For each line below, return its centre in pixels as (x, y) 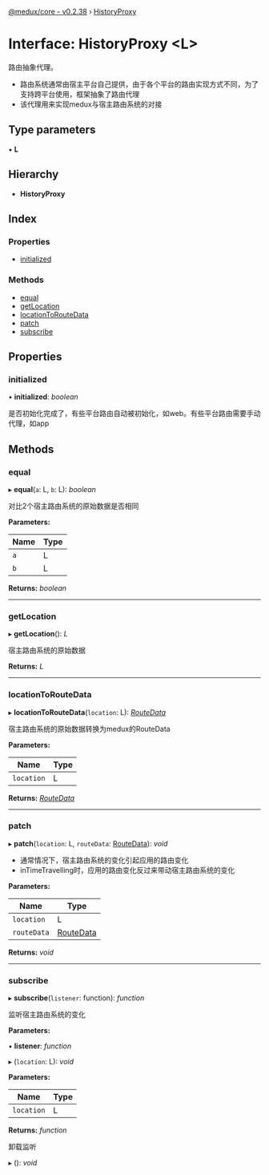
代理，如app (29, 423)
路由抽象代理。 (33, 67)
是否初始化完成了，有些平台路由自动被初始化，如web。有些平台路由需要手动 (134, 414)
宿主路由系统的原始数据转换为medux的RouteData (89, 729)
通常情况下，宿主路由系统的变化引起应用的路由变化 (104, 860)
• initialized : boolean (43, 397)
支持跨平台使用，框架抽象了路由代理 (80, 94)
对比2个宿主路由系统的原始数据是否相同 (74, 506)
